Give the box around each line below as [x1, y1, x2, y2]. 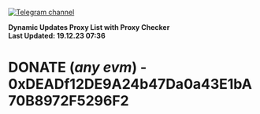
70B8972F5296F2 [8, 92, 129, 110]
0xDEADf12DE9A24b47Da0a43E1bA [8, 75, 252, 94]
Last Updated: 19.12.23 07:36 [8, 31, 106, 40]
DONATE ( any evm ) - [8, 59, 147, 76]
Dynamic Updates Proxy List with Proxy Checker [8, 23, 170, 31]
